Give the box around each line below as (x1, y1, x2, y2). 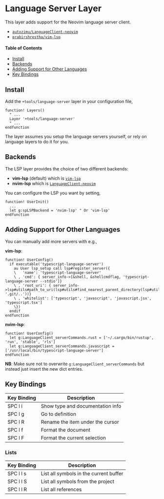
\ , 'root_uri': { (14, 283, 51, 288)
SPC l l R (7, 486, 27, 493)
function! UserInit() (5, 199, 49, 204)
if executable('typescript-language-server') (9, 262, 104, 267)
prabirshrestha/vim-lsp (12, 35, 61, 40)
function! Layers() (5, 108, 45, 113)
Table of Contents (5, 45, 42, 51)
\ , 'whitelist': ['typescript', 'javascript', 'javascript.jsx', (14, 296, 152, 301)
